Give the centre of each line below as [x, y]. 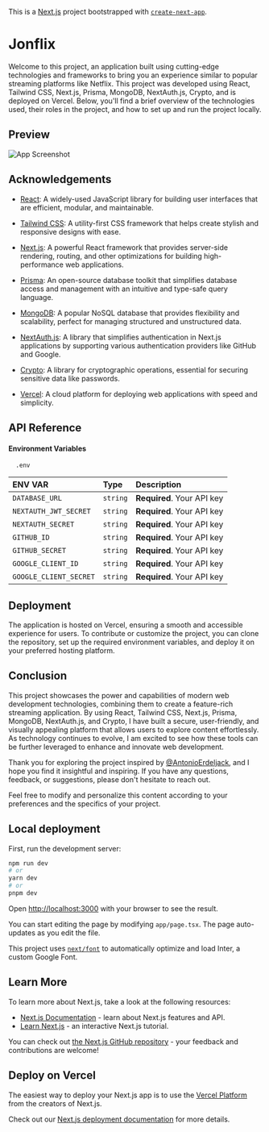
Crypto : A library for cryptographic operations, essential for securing [134, 369]
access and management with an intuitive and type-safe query [124, 289]
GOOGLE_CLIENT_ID [46, 564]
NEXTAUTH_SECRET [43, 524]
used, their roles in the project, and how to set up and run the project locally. [135, 109]
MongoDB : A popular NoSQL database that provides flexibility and [130, 313]
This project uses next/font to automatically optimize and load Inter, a [124, 948]
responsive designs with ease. [70, 231]
